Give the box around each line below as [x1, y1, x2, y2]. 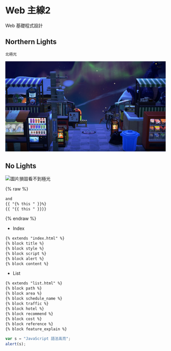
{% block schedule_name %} [5, 296, 63, 301]
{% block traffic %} [5, 301, 49, 306]
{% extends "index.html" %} [5, 235, 65, 241]
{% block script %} [5, 251, 47, 256]
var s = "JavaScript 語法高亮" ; [5, 336, 71, 341]
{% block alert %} [5, 256, 44, 261]
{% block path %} [5, 286, 42, 291]
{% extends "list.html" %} [5, 281, 63, 286]
